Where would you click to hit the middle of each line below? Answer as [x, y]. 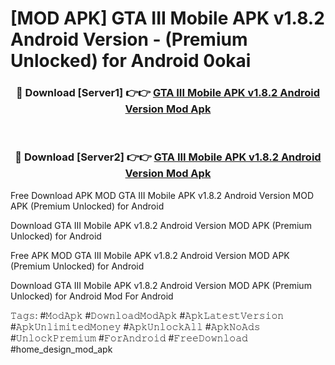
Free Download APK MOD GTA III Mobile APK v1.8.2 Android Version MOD [162, 195]
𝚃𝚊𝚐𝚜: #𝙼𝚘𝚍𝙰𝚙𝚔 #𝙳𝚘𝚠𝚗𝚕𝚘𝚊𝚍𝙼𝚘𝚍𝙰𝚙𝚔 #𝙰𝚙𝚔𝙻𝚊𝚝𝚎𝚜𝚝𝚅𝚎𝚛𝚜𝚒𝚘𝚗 [147, 315]
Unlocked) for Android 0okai [131, 61]
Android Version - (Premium [129, 39]
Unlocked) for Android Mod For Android [92, 296]
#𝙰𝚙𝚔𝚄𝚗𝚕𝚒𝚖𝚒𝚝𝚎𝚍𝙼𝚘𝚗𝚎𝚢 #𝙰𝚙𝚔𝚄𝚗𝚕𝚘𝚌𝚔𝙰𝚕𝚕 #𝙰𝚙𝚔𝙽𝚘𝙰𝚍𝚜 [135, 326]
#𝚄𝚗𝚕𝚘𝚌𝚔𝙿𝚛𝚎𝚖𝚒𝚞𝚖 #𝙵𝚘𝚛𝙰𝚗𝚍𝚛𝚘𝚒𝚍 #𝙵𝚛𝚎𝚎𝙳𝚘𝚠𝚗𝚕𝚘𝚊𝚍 [129, 338]
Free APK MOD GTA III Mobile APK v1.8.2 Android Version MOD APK [150, 255]
